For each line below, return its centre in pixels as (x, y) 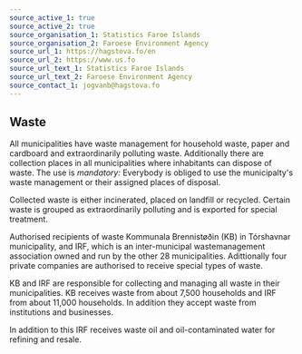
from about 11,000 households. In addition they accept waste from (133, 303)
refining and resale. (45, 339)
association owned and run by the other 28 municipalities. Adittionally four (148, 256)
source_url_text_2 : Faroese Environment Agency (101, 77)
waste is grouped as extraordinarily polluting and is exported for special (144, 210)
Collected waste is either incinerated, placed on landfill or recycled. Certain (150, 200)
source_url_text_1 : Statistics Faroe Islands (97, 69)
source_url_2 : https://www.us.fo (73, 60)
